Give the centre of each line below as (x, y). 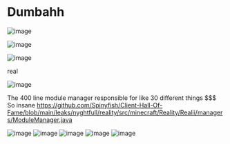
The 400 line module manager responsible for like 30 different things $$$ (112, 98)
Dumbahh (36, 12)
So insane (21, 105)
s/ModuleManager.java (40, 120)
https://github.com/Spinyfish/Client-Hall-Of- (100, 105)
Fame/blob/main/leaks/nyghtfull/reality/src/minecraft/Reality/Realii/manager (115, 112)
